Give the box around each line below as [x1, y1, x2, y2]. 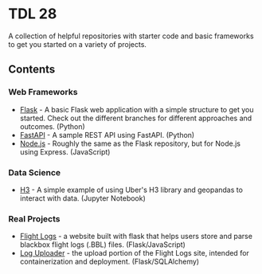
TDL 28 [8, 5, 57, 23]
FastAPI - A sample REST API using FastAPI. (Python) [19, 130, 195, 139]
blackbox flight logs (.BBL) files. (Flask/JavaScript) [19, 240, 186, 249]
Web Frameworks [8, 87, 78, 98]
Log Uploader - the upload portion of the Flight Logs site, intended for [19, 249, 249, 258]
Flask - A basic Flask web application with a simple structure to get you [19, 104, 254, 114]
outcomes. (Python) [19, 121, 85, 131]
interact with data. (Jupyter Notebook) [19, 193, 146, 203]
